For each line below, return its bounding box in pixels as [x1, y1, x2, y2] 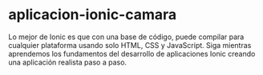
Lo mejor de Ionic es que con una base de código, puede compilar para [8, 32, 245, 41]
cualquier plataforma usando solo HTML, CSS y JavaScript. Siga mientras [8, 40, 252, 49]
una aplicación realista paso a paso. [8, 57, 127, 67]
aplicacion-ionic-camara [8, 6, 177, 24]
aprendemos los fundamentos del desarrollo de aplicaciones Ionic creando [8, 49, 256, 58]
